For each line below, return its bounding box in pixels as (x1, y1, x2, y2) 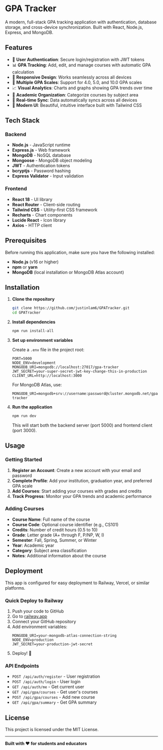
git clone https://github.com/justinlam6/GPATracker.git (12, 306, 130, 311)
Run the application (12, 404, 52, 410)
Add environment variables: (12, 624, 67, 630)
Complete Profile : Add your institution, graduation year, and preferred (12, 477, 152, 483)
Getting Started (5, 456, 42, 463)
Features (5, 43, 33, 52)
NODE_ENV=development (12, 360, 56, 365)
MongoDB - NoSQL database (12, 152, 71, 158)
